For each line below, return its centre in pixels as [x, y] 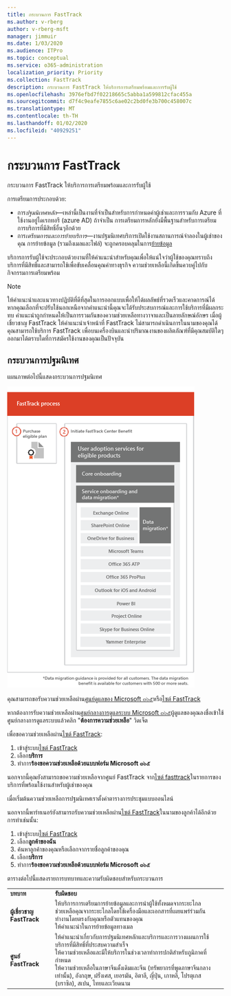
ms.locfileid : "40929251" [44, 131]
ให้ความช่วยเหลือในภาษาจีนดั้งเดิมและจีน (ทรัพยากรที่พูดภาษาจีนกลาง [133, 967]
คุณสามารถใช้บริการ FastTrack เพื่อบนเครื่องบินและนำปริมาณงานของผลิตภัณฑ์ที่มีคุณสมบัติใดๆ [115, 331]
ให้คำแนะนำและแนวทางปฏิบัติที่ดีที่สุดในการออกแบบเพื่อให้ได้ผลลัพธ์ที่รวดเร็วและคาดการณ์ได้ [111, 300]
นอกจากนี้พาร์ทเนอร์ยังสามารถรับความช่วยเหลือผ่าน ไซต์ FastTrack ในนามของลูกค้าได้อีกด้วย [112, 812]
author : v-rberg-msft [38, 29]
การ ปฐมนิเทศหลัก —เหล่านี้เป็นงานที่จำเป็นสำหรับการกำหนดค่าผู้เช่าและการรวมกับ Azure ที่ [119, 212]
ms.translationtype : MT [41, 109]
